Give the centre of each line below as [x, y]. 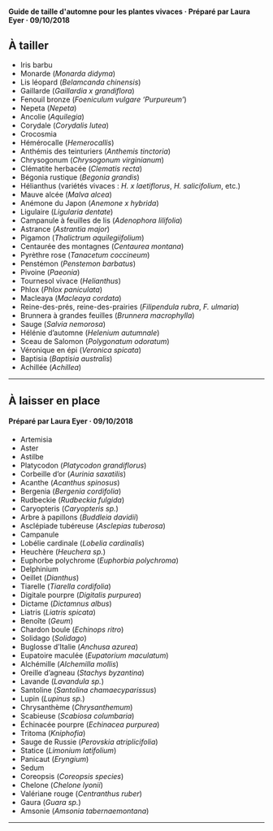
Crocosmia [38, 134]
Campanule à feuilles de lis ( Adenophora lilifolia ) [101, 220]
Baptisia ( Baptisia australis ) [66, 359]
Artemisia [36, 439]
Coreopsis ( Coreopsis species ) [72, 776]
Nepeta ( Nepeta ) [48, 108]
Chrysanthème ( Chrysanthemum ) [76, 707]
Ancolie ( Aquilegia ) [52, 117]
